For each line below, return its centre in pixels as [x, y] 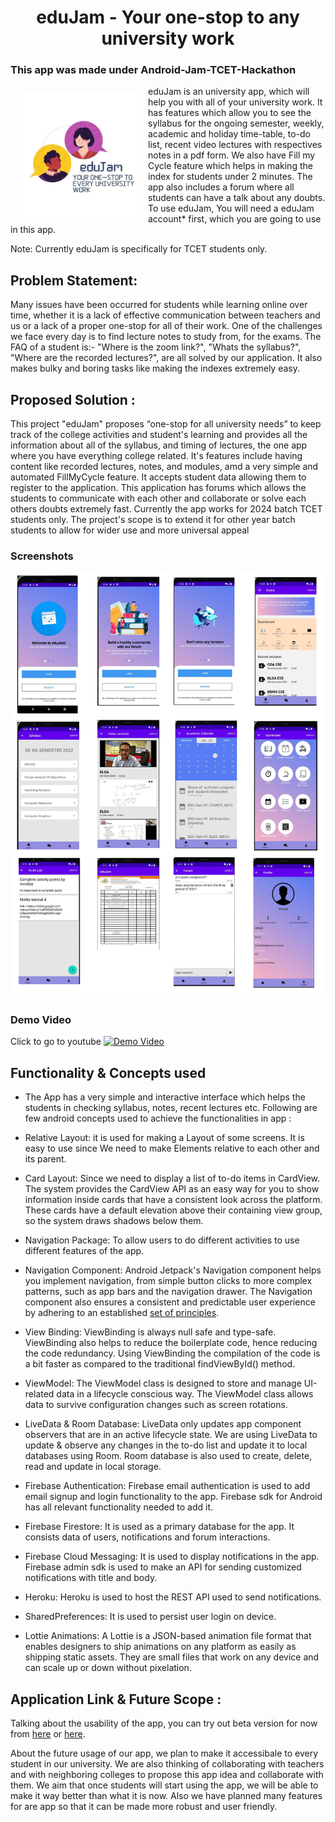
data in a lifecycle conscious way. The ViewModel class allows [185, 1394]
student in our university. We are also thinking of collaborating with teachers [167, 1763]
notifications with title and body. [91, 1578]
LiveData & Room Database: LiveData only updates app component [163, 1424]
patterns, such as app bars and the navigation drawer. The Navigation [168, 1292]
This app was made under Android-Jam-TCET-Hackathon [153, 70]
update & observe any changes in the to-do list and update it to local [166, 1445]
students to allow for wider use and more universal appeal [130, 530]
